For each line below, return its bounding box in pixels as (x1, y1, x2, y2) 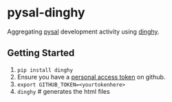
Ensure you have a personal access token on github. (17, 73, 166, 81)
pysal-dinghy (7, 5, 85, 21)
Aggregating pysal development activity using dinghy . (7, 27, 160, 36)
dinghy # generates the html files (17, 87, 110, 95)
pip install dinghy (17, 66, 74, 73)
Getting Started (7, 47, 75, 59)
